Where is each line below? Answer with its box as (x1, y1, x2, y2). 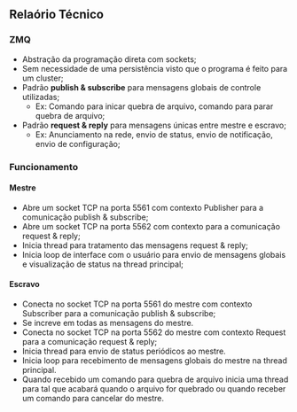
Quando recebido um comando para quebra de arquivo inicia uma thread (21, 374, 289, 385)
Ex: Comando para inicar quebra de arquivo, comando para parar (35, 101, 274, 112)
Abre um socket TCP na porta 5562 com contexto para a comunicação (21, 221, 281, 231)
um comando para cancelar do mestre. (21, 393, 165, 404)
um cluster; (21, 73, 64, 83)
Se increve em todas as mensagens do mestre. (21, 318, 194, 329)
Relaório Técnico (9, 7, 105, 22)
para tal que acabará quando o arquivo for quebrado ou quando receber (21, 384, 286, 394)
